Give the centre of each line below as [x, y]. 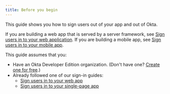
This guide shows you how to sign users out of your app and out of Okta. [81, 24]
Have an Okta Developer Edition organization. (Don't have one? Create [86, 64]
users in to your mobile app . [35, 45]
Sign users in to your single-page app [59, 86]
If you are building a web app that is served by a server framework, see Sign [85, 34]
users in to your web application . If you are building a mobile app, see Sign [83, 39]
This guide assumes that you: [36, 55]
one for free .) [26, 70]
